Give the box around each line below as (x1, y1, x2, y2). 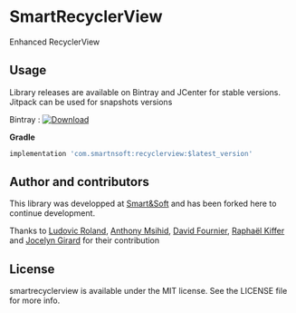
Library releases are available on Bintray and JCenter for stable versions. (9, 86, 282, 97)
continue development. (9, 208, 96, 219)
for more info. (9, 295, 61, 306)
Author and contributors (9, 174, 149, 190)
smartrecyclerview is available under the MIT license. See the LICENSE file (9, 286, 288, 297)
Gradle (9, 132, 36, 142)
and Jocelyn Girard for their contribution (9, 235, 160, 246)
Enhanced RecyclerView (9, 36, 100, 47)
